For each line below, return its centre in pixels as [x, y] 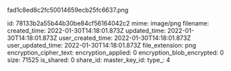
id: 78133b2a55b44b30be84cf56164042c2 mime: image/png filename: [108, 23]
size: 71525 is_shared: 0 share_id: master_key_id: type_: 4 [89, 60]
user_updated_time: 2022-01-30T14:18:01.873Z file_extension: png [102, 45]
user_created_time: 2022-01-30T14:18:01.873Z [124, 38]
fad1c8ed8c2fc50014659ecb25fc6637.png [68, 10]
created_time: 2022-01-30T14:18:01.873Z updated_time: [87, 31]
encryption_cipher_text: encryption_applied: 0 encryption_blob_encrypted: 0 [115, 52]
